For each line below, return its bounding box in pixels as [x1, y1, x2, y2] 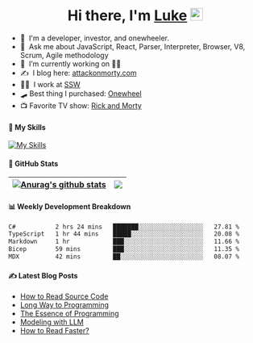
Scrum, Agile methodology [19, 50, 109, 60]
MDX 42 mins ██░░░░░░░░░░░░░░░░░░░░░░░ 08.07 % [8, 253, 240, 261]
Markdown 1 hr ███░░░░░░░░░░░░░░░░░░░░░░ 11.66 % [8, 237, 240, 246]
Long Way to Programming [19, 300, 110, 310]
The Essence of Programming [19, 309, 119, 319]
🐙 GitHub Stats [8, 158, 59, 168]
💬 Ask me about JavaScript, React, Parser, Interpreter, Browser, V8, [19, 41, 246, 51]
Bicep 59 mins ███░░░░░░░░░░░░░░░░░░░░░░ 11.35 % [8, 245, 240, 253]
